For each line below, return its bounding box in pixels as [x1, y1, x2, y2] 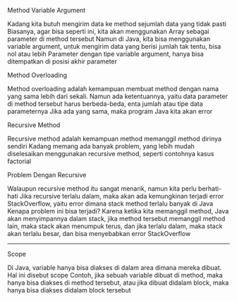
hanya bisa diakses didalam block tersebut [7, 286, 132, 294]
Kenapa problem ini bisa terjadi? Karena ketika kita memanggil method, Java [7, 207, 229, 215]
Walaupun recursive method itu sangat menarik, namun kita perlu [7, 184, 197, 193]
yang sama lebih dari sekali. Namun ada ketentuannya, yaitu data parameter [7, 92, 228, 100]
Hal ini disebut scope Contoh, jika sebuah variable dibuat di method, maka [7, 271, 224, 279]
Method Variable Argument [7, 6, 86, 14]
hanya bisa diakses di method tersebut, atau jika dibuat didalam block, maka [7, 278, 229, 287]
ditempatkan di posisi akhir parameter [7, 57, 118, 66]
